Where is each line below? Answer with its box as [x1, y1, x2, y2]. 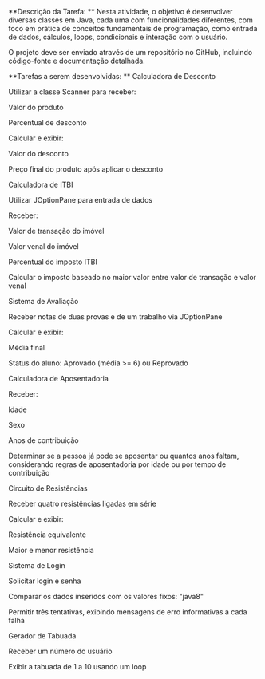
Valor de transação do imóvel [8, 227, 105, 235]
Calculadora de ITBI [8, 180, 73, 189]
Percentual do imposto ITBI [8, 257, 97, 266]
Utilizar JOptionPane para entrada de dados [8, 195, 153, 204]
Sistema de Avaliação [8, 297, 79, 306]
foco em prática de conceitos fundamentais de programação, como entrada [8, 24, 258, 33]
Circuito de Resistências [8, 484, 88, 493]
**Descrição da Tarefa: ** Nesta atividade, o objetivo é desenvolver [8, 7, 233, 16]
